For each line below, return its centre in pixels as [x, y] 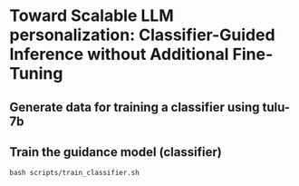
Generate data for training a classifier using [135, 107]
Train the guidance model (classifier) [116, 152]
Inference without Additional [119, 54]
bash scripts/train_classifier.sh [75, 173]
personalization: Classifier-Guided [142, 35]
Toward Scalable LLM [92, 16]
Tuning [36, 74]
